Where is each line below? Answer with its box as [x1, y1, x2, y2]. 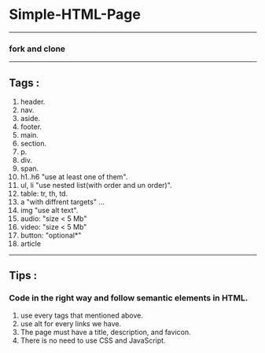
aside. [20, 114, 41, 123]
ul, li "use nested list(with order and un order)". [20, 181, 172, 190]
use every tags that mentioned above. [20, 311, 144, 320]
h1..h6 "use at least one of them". [20, 172, 128, 182]
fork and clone [9, 43, 66, 54]
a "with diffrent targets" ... [20, 197, 105, 207]
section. [20, 139, 47, 149]
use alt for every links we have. [20, 318, 121, 328]
